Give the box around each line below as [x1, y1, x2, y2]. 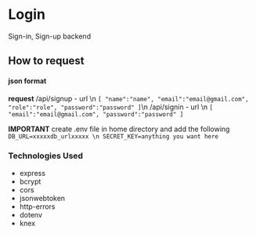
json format [8, 76, 47, 86]
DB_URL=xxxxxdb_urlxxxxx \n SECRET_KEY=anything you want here [8, 132, 219, 141]
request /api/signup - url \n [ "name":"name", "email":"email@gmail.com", [8, 93, 249, 103]
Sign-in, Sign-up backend [8, 31, 92, 41]
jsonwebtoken [19, 193, 65, 203]
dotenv [19, 210, 43, 219]
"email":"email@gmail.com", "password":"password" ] [8, 110, 184, 119]
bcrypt [19, 177, 41, 186]
